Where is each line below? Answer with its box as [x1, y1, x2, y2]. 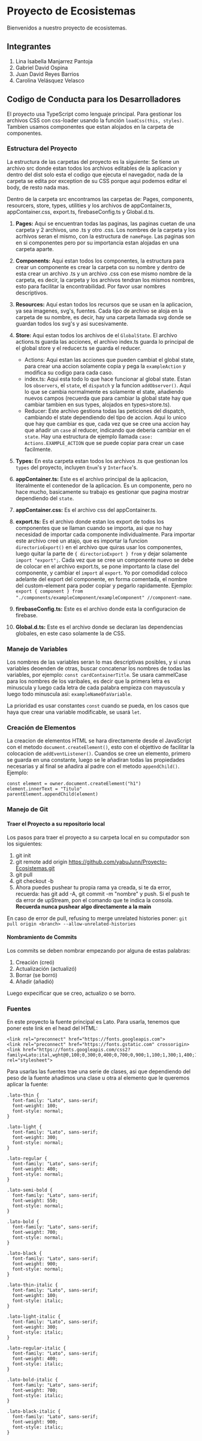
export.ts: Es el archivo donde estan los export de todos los [15, 518, 164, 525]
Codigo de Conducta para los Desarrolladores [7, 95, 181, 105]
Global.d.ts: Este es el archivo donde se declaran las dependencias [15, 623, 183, 630]
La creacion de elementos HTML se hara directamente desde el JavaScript [7, 737, 192, 744]
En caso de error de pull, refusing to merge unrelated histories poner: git [7, 914, 188, 922]
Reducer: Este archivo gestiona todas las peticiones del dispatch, [24, 407, 186, 414]
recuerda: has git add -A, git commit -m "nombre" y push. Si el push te [15, 890, 190, 897]
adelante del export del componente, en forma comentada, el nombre [15, 575, 188, 582]
